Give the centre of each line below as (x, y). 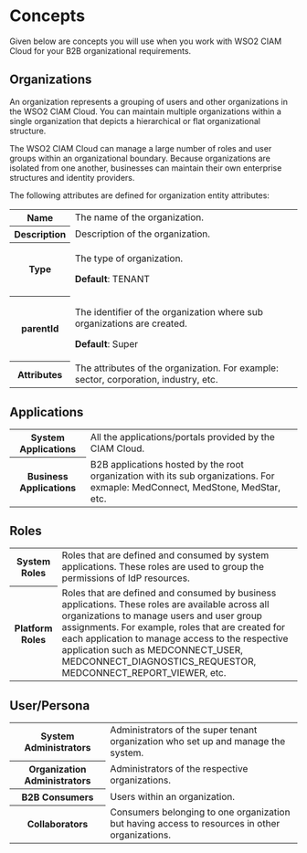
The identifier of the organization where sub (169, 312)
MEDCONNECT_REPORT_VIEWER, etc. (144, 673)
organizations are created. (131, 323)
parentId (40, 329)
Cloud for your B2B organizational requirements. (101, 50)
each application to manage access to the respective (175, 638)
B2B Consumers (58, 797)
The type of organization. (129, 258)
